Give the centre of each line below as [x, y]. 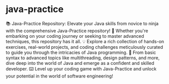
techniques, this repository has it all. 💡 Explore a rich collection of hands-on [85, 41]
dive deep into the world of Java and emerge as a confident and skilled [80, 63]
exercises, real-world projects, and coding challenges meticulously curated [84, 47]
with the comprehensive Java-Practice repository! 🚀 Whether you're [77, 31]
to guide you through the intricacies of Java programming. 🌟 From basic [81, 52]
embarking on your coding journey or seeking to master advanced [75, 36]
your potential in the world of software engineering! [59, 76]
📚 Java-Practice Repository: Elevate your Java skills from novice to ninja [82, 23]
